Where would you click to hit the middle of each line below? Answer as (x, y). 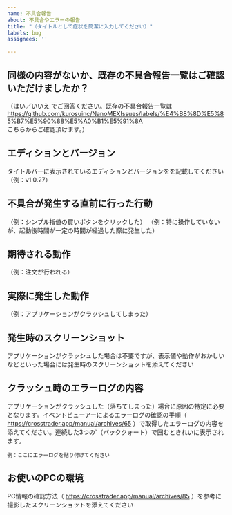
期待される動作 (39, 254)
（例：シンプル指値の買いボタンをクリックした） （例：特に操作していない (114, 221)
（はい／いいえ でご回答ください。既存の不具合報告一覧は (90, 106)
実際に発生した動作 (48, 296)
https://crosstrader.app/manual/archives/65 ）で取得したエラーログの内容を (116, 423)
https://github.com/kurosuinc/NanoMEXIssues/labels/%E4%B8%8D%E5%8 (116, 113)
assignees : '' (28, 39)
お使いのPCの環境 (46, 478)
